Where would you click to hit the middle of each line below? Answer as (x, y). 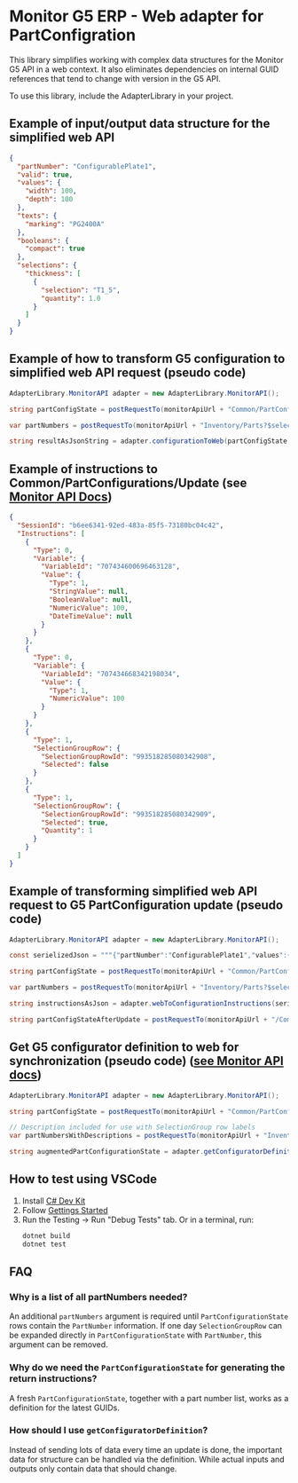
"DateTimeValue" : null (90, 616)
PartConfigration (72, 35)
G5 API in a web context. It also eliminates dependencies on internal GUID (144, 69)
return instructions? (53, 1379)
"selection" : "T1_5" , (81, 290)
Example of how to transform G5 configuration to (147, 359)
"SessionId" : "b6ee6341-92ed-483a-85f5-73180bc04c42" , (121, 525)
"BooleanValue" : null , (90, 600)
